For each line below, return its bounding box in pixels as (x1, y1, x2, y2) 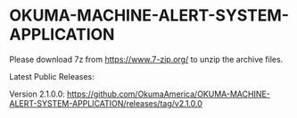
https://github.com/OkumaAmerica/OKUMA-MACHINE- (66, 88, 270, 99)
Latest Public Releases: (9, 71, 95, 81)
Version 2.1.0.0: (9, 88, 65, 99)
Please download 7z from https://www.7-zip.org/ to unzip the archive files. (9, 54, 284, 64)
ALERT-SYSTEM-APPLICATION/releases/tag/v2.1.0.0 (9, 97, 203, 108)
